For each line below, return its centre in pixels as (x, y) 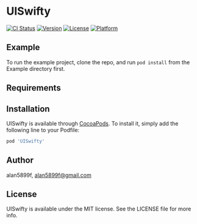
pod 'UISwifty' (26, 141)
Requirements (34, 88)
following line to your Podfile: (43, 130)
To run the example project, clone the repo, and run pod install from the (98, 62)
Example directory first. (36, 69)
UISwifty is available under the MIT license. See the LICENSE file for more (99, 209)
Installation (28, 109)
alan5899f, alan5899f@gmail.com (49, 175)
